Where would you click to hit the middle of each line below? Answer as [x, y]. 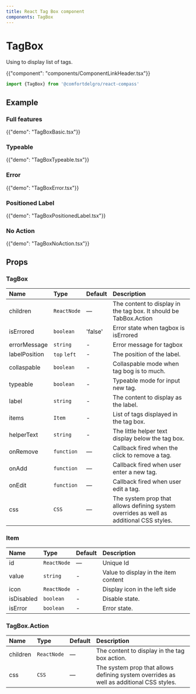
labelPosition [27, 354]
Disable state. [121, 599]
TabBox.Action [133, 318]
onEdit [18, 485]
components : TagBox [30, 17]
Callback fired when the [145, 447]
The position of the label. [147, 354]
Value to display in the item [139, 573]
